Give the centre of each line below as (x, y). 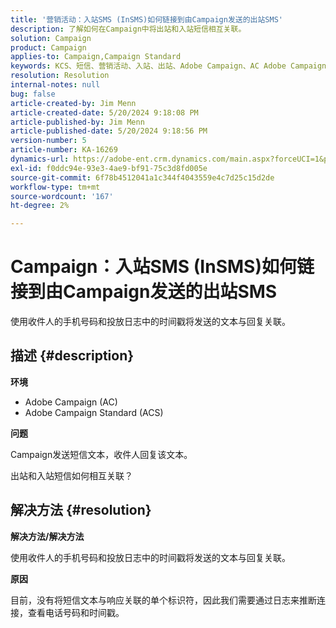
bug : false (33, 94)
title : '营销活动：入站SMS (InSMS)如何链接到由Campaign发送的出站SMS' (146, 19)
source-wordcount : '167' (62, 196)
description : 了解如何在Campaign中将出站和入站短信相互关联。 (128, 29)
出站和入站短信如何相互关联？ (71, 475)
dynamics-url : (40, 159)
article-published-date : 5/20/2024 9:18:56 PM (109, 131)
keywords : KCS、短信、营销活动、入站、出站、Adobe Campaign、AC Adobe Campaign (168, 66)
